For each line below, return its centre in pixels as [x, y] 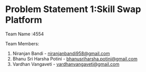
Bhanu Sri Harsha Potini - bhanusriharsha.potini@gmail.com [75, 58]
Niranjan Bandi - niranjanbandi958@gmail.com [61, 53]
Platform [24, 20]
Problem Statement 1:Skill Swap [73, 9]
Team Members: [22, 43]
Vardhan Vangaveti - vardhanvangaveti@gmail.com [66, 64]
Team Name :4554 [25, 34]
